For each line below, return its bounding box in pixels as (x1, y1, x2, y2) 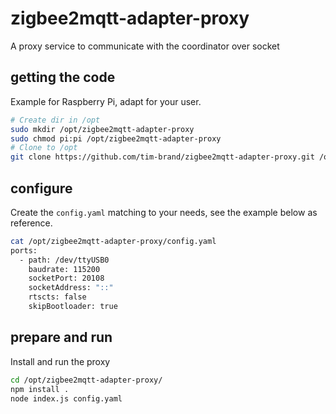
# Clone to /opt (10, 143, 78, 153)
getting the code (10, 69, 116, 86)
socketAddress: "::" (28, 283, 114, 293)
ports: (10, 245, 38, 256)
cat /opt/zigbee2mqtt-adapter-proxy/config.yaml (10, 236, 217, 246)
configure (10, 180, 73, 197)
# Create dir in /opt (10, 115, 101, 125)
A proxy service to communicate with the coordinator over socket (10, 40, 280, 52)
